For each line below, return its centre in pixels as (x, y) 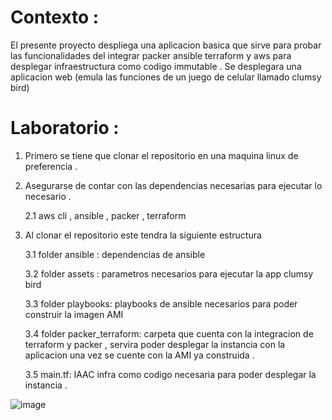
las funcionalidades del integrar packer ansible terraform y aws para (151, 55)
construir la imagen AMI (74, 314)
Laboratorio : (65, 128)
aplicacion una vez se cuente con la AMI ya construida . (139, 355)
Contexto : (55, 17)
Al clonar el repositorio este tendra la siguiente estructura (143, 235)
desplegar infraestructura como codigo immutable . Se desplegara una (156, 66)
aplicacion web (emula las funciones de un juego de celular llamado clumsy (166, 77)
